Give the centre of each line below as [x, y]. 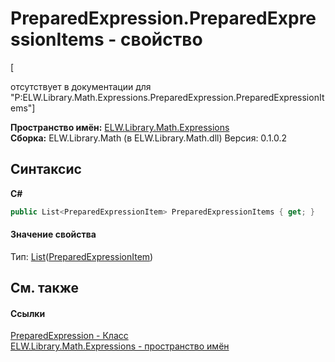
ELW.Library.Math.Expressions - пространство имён [120, 346]
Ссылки [28, 313]
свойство [161, 39]
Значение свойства [53, 234]
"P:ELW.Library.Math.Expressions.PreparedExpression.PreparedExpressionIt [167, 97]
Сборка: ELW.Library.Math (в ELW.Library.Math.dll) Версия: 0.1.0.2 [149, 138]
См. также [45, 288]
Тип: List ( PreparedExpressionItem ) [82, 256]
